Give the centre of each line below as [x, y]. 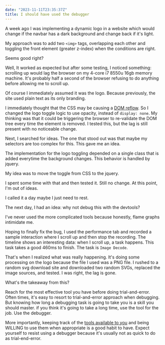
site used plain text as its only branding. [45, 98]
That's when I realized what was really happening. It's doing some [72, 257]
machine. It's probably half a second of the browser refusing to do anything [82, 78]
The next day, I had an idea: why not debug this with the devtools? [73, 207]
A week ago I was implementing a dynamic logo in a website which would [80, 28]
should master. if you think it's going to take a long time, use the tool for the [82, 307]
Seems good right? [24, 58]
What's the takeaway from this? [37, 282]
